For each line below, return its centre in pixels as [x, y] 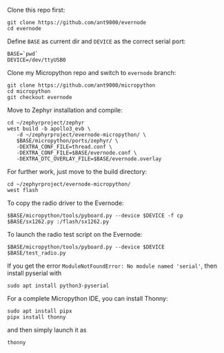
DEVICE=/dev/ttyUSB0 [37, 60]
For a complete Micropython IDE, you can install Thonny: [88, 298]
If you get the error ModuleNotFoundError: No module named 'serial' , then [112, 266]
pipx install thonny [37, 317]
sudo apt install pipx [40, 311]
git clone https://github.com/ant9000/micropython [81, 85]
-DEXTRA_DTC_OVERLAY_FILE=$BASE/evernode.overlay [89, 159]
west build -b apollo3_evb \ [49, 129]
